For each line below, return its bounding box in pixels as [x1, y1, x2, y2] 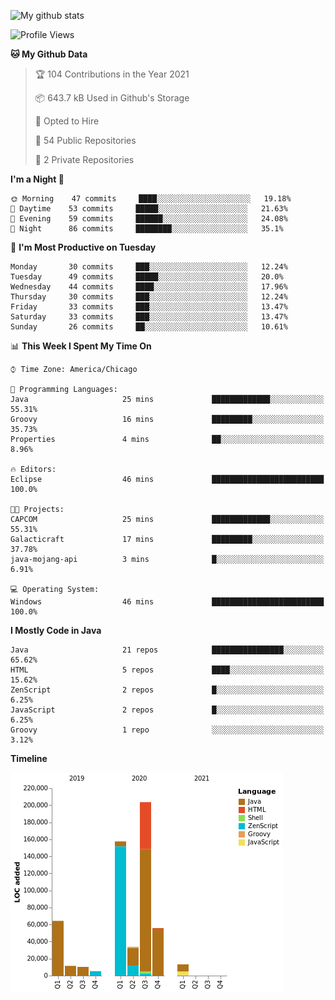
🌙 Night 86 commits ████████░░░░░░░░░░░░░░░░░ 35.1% [10, 224, 284, 234]
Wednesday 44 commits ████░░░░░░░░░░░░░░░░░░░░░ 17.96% [10, 282, 288, 292]
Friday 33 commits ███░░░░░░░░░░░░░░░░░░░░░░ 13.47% [10, 302, 288, 312]
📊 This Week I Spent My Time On [10, 340, 152, 352]
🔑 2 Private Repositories [34, 154, 135, 165]
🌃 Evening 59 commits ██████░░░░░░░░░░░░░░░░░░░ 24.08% [10, 214, 288, 224]
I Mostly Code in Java [10, 625, 102, 636]
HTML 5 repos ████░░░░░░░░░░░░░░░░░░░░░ [10, 665, 325, 675]
